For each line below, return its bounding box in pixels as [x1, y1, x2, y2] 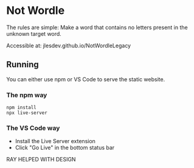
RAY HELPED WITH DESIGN [6, 156, 76, 163]
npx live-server [6, 110, 47, 116]
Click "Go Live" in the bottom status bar [15, 144, 115, 152]
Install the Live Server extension [15, 138, 96, 145]
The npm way [6, 90, 47, 99]
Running [6, 59, 40, 70]
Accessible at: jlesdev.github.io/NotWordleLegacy [6, 42, 131, 49]
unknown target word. [6, 30, 62, 37]
